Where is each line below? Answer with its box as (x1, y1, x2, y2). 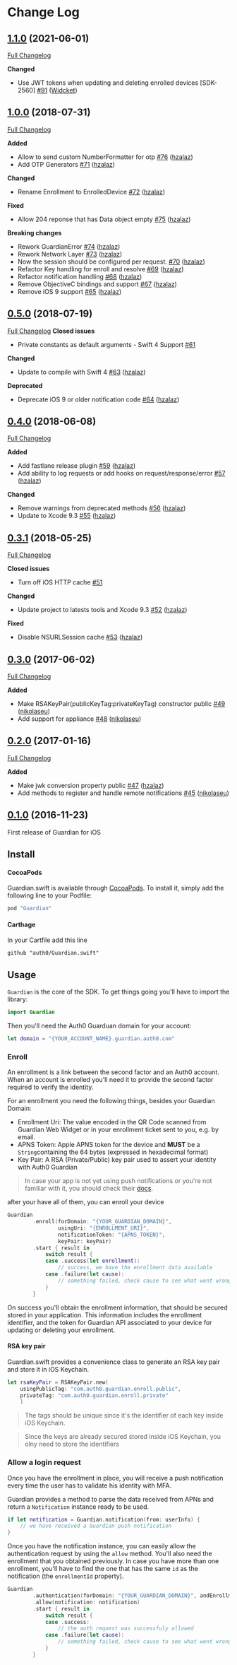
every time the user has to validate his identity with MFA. (7, 1481, 171, 1490)
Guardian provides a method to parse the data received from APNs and (7, 1495, 214, 1503)
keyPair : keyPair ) (57, 1237, 112, 1245)
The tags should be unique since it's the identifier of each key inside (24, 1411, 224, 1420)
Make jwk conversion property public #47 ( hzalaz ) (17, 781, 164, 789)
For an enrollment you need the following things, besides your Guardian (7, 1097, 215, 1105)
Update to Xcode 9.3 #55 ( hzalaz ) (17, 512, 116, 520)
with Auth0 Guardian (17, 1163, 78, 1172)
